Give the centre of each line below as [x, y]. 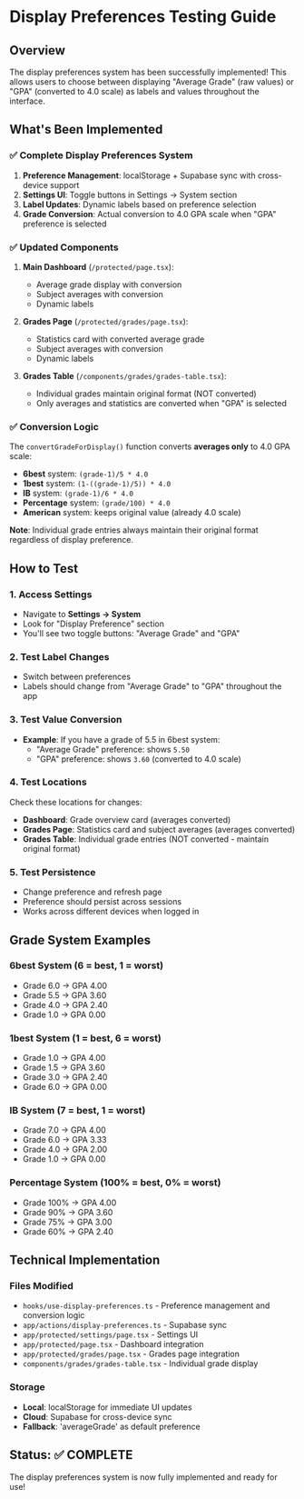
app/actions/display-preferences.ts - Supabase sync [124, 1325]
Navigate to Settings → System [82, 614]
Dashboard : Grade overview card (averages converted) [127, 819]
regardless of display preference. [72, 540]
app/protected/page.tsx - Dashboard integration [113, 1344]
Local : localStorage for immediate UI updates [107, 1407]
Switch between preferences [77, 677]
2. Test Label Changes [59, 656]
